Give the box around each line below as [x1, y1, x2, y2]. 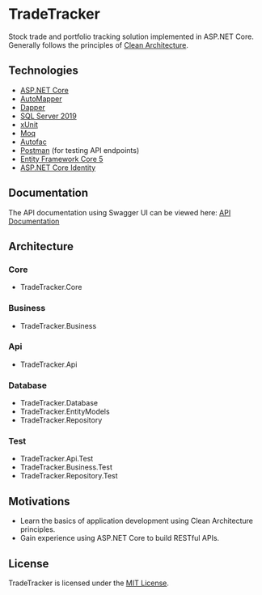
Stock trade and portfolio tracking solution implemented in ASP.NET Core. [8, 32, 255, 41]
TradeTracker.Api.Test [19, 454, 94, 464]
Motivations [8, 495, 70, 508]
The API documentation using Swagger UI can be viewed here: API [8, 207, 231, 217]
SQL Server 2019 [19, 111, 77, 121]
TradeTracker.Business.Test [19, 462, 113, 472]
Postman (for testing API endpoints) [19, 145, 140, 155]
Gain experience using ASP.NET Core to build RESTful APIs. [19, 533, 220, 543]
